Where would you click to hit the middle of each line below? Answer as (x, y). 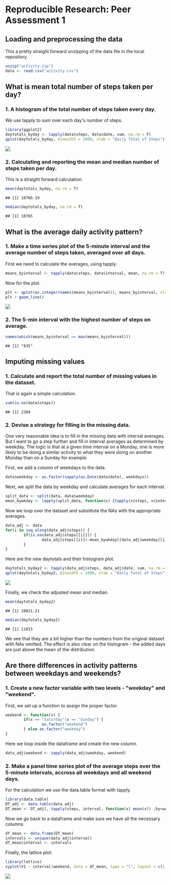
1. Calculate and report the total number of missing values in (81, 376)
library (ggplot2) (24, 130)
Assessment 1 (35, 20)
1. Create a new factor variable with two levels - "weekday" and (85, 688)
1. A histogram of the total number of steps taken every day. (81, 109)
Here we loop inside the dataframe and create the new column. (71, 744)
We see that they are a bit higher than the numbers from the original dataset (85, 638)
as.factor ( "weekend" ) (64, 724)
